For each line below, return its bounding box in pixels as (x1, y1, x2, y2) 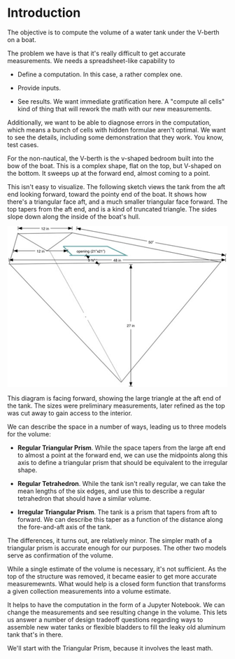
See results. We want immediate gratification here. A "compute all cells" (17, 97, 225, 106)
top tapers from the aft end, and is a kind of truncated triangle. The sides (7, 204, 218, 213)
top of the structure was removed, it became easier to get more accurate (7, 572, 217, 581)
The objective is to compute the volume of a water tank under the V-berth (7, 28, 220, 36)
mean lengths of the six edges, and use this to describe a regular (17, 487, 205, 495)
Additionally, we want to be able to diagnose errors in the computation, (7, 118, 211, 127)
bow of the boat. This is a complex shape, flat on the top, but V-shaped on (7, 161, 222, 169)
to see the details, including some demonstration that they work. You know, (7, 133, 224, 141)
